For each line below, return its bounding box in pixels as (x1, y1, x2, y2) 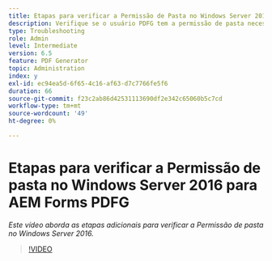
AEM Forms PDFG (8, 193, 130, 212)
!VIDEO (28, 244, 53, 254)
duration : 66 (8, 86, 53, 95)
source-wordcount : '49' (8, 110, 89, 118)
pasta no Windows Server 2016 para (8, 176, 257, 195)
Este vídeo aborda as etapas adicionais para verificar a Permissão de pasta (8, 220, 264, 229)
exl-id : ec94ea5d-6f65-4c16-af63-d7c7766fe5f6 (8, 79, 168, 87)
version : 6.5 (8, 49, 53, 57)
